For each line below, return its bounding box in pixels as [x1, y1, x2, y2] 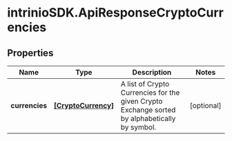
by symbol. [120, 122, 157, 132]
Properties [7, 47, 54, 59]
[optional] [189, 101, 222, 110]
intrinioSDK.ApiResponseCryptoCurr [7, 5, 224, 21]
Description [132, 68, 172, 77]
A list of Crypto [120, 79, 170, 88]
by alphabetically [120, 114, 176, 123]
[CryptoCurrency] [53, 101, 115, 110]
